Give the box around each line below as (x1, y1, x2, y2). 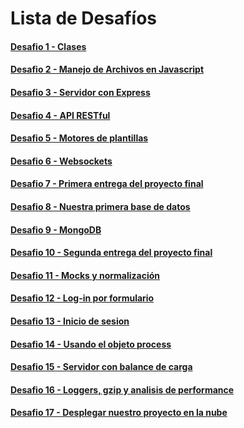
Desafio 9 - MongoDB (10, 223, 102, 236)
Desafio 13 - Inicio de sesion (10, 315, 130, 327)
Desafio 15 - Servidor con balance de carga (10, 361, 193, 373)
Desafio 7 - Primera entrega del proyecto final (10, 178, 204, 190)
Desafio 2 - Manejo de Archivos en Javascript (10, 63, 205, 76)
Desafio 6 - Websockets (10, 155, 113, 167)
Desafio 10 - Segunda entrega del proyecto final (10, 247, 213, 259)
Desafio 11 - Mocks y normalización (10, 269, 161, 281)
